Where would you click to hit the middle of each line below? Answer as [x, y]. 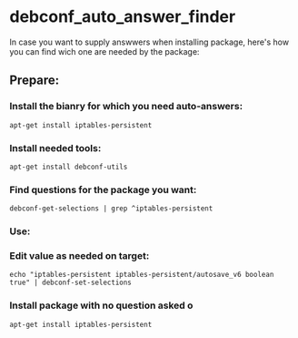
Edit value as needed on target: [79, 256]
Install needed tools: [55, 148]
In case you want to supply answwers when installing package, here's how [149, 42]
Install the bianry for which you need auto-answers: [126, 107]
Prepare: [35, 81]
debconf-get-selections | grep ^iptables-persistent [111, 209]
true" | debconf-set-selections [70, 283]
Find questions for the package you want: [103, 189]
